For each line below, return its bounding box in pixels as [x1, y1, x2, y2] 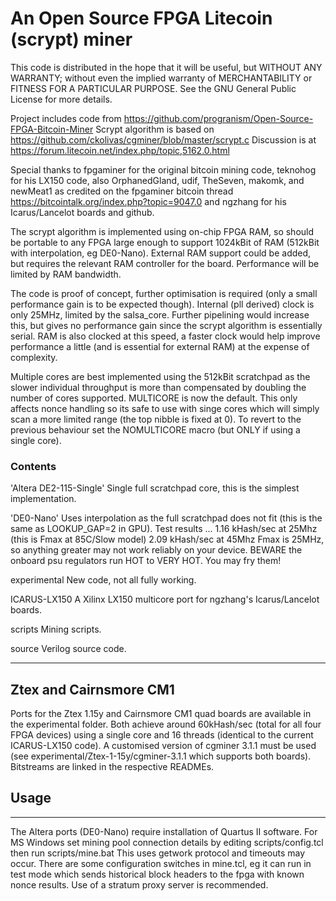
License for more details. [10, 93, 113, 105]
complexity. [10, 351, 58, 363]
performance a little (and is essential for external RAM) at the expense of [10, 340, 310, 352]
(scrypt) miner [10, 28, 133, 51]
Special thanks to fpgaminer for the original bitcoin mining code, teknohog [10, 163, 317, 176]
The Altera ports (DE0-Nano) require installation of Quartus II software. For [10, 825, 318, 837]
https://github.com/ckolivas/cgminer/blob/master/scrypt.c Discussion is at [10, 133, 317, 146]
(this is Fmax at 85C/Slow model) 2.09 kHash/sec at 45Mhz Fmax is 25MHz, [10, 533, 325, 546]
